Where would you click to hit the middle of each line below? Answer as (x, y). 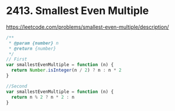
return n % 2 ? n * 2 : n (43, 97)
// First (17, 60)
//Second (17, 86)
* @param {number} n (34, 43)
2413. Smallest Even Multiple (78, 11)
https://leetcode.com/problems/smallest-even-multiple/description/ (88, 27)
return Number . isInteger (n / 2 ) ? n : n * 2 (66, 70)
